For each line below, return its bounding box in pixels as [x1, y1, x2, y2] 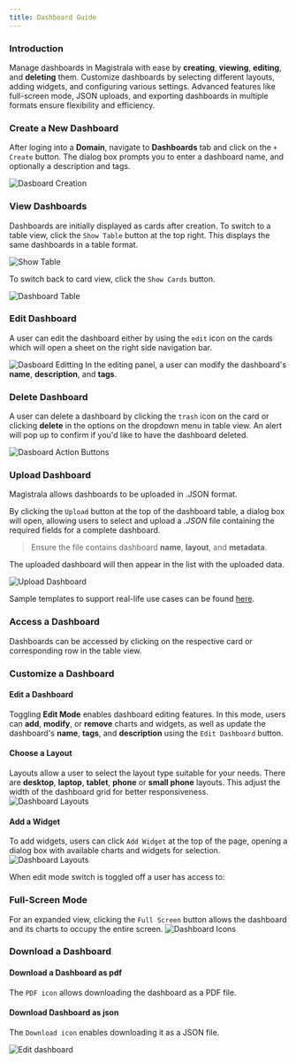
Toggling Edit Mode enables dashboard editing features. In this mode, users [9, 709, 286, 720]
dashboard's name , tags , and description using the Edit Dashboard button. [9, 728, 285, 738]
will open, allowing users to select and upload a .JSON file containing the [9, 515, 276, 527]
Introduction [9, 42, 64, 54]
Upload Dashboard [9, 469, 91, 481]
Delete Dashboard [9, 390, 88, 403]
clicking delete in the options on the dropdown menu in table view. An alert [9, 420, 283, 431]
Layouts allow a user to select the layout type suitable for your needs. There [9, 767, 285, 779]
